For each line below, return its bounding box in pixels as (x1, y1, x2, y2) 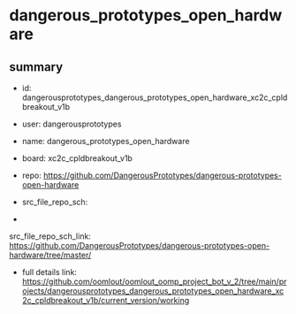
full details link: (21, 267, 78, 277)
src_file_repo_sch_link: (9, 231, 91, 241)
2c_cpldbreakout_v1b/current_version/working (21, 295, 190, 305)
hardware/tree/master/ (9, 249, 92, 260)
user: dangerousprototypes (21, 119, 122, 129)
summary (9, 59, 64, 74)
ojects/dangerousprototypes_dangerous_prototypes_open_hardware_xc (21, 286, 285, 296)
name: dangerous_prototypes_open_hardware (21, 136, 190, 146)
